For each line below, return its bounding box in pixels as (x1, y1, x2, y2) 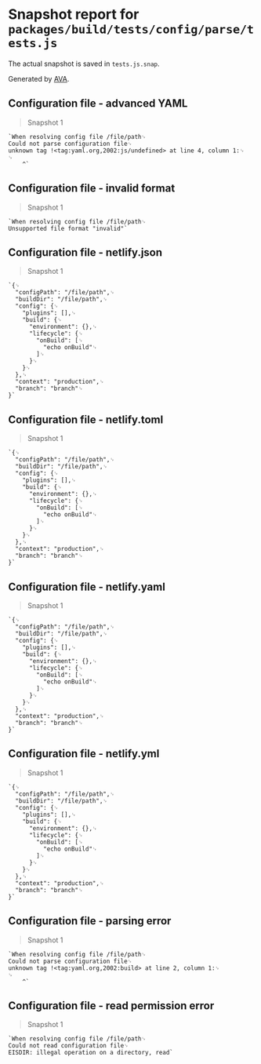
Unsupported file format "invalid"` (8, 224, 128, 232)
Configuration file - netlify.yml (8, 747, 160, 760)
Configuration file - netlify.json (8, 246, 163, 259)
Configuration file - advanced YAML (8, 97, 188, 111)
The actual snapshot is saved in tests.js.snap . (8, 59, 160, 68)
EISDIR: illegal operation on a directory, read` (8, 1049, 174, 1057)
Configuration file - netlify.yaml (8, 580, 166, 593)
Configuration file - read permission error (8, 999, 215, 1013)
